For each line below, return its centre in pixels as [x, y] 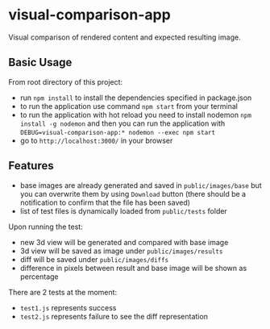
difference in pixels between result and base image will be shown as [133, 268]
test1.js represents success [68, 307]
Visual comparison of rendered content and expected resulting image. [125, 37]
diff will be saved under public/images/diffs [94, 259]
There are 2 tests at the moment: [63, 292]
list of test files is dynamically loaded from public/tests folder [123, 210]
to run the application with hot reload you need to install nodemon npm [136, 115]
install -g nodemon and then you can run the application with [123, 123]
